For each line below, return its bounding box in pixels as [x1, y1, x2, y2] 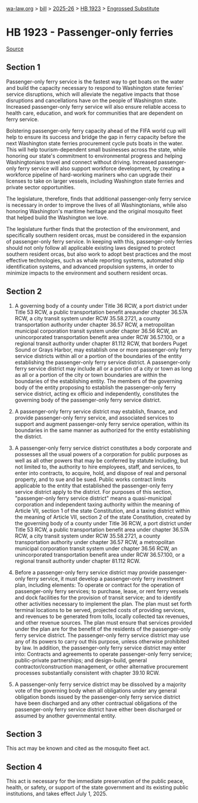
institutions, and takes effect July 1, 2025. [6, 790, 108, 797]
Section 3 [6, 729, 43, 739]
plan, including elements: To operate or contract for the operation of [14, 581, 181, 589]
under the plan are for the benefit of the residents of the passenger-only [14, 625, 191, 632]
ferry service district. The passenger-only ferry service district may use [14, 632, 190, 639]
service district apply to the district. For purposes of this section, [14, 488, 173, 495]
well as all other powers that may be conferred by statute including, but [14, 457, 189, 464]
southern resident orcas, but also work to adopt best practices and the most [6, 251, 191, 258]
